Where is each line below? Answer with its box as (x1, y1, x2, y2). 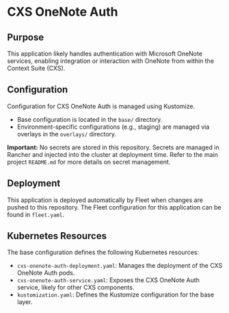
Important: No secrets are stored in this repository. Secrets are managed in (7, 143, 220, 151)
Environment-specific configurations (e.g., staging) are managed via (16, 123, 210, 131)
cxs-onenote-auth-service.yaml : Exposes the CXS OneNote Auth (16, 276, 200, 284)
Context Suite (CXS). (7, 64, 66, 72)
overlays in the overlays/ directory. (16, 129, 117, 138)
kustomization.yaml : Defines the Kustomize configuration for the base (16, 290, 215, 299)
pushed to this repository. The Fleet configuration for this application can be (7, 203, 222, 211)
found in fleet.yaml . (7, 210, 65, 218)
